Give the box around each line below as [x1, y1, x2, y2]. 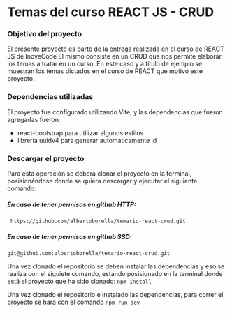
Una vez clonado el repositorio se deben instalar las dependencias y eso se [7, 262, 225, 270]
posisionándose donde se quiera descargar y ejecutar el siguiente [7, 177, 198, 185]
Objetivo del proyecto [7, 29, 82, 39]
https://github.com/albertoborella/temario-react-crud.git [10, 217, 187, 225]
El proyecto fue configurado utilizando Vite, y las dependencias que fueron [7, 107, 224, 116]
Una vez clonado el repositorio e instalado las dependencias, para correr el [7, 291, 224, 299]
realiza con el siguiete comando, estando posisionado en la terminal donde [7, 270, 224, 278]
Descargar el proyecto [7, 153, 85, 163]
